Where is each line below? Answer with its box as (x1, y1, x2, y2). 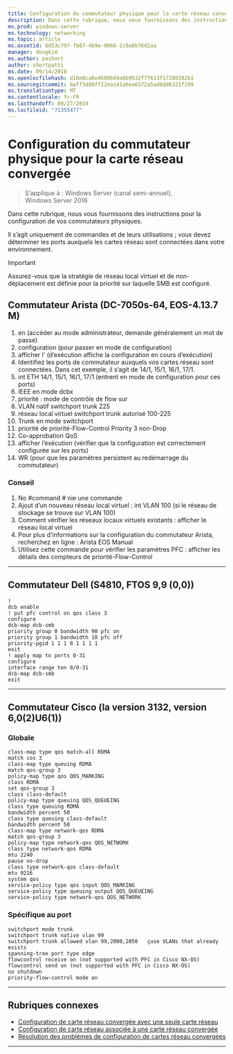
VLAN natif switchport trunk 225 (17, 402, 111, 410)
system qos (8, 876, 39, 883)
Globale (8, 733, 35, 743)
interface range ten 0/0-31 (8, 664, 89, 671)
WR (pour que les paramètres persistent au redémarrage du (17, 453, 189, 462)
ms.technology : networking (8, 29, 86, 37)
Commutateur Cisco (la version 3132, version (8, 702, 207, 713)
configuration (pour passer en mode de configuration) (17, 343, 172, 352)
